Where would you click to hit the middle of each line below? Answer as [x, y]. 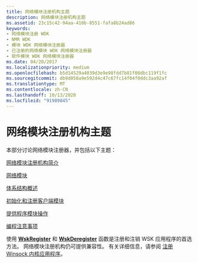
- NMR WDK [19, 39]
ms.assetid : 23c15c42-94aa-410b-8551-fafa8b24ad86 [71, 23]
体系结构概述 [22, 188]
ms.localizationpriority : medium [48, 67]
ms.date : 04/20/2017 [32, 62]
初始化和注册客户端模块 [35, 200]
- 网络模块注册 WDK [28, 34]
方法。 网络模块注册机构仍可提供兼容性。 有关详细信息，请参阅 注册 [90, 246]
